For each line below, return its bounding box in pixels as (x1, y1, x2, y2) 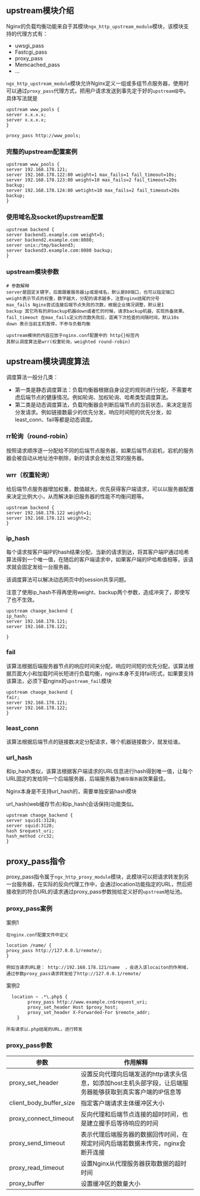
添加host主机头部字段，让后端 (98, 1078, 183, 1087)
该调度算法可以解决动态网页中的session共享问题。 (6, 576, 130, 583)
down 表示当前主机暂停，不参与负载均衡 (6, 321, 91, 327)
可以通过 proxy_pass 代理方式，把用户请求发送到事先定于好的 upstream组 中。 (6, 87, 189, 94)
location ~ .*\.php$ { (11, 994, 68, 1000)
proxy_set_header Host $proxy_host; (27, 1005, 118, 1010)
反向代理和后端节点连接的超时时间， (80, 1110, 183, 1118)
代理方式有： (16, 30, 48, 37)
